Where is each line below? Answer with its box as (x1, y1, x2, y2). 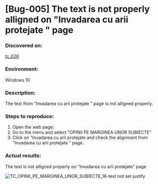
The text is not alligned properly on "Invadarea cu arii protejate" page (5, 163, 147, 169)
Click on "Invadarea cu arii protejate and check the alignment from (12, 135, 148, 140)
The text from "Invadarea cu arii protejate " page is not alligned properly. (5, 100, 154, 107)
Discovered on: (5, 42, 43, 49)
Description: (5, 89, 36, 96)
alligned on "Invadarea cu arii (5, 14, 129, 25)
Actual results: (5, 152, 41, 159)
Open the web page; (12, 124, 54, 130)
